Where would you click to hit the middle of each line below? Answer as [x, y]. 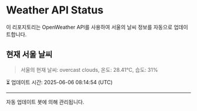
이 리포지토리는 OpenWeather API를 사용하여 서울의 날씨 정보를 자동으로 [89, 27]
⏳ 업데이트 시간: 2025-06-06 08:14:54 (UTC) [60, 82]
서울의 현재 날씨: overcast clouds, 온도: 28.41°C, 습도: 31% [89, 70]
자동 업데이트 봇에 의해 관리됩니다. [45, 102]
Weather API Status [55, 10]
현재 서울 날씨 [29, 55]
